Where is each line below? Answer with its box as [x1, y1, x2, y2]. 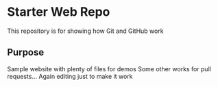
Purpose [7, 47, 45, 58]
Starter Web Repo [7, 4, 110, 20]
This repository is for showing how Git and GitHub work [7, 27, 164, 35]
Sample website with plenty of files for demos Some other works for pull [7, 64, 211, 73]
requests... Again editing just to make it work [7, 72, 133, 80]
